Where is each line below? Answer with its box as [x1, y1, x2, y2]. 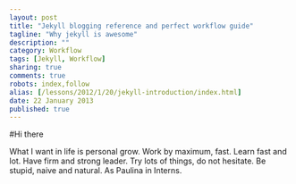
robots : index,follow [9, 79, 90, 88]
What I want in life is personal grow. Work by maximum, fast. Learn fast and [9, 146, 288, 157]
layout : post [9, 13, 58, 22]
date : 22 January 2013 [9, 96, 94, 105]
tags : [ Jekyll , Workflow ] [9, 54, 106, 63]
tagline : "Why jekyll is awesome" [9, 29, 139, 38]
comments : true [9, 71, 66, 80]
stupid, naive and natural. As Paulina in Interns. [9, 165, 182, 176]
